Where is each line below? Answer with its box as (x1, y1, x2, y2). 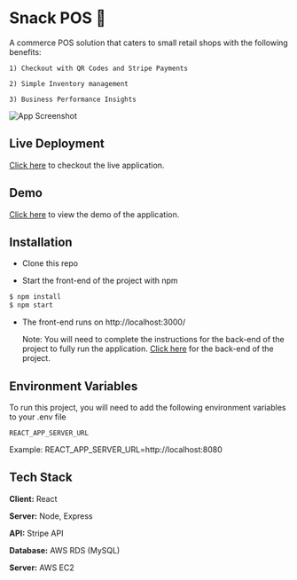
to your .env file (9, 411, 66, 422)
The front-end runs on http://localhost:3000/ (21, 317, 186, 327)
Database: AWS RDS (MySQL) (9, 545, 121, 555)
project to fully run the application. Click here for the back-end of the (21, 343, 274, 354)
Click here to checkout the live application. (9, 160, 165, 170)
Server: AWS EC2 (9, 562, 74, 573)
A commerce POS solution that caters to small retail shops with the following (9, 37, 288, 48)
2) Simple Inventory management (9, 79, 129, 88)
